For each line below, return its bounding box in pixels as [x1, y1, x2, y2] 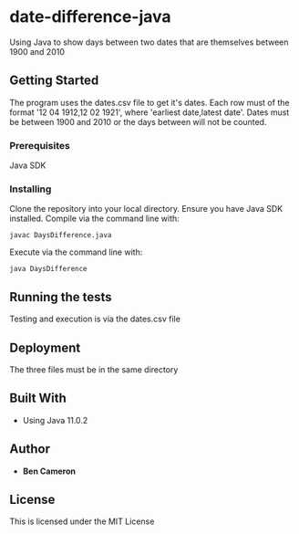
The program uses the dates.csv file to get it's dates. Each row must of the [9, 97, 290, 108]
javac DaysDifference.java [9, 231, 112, 240]
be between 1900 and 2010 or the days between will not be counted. [9, 116, 267, 127]
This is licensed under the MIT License [9, 516, 155, 527]
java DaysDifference [9, 265, 88, 274]
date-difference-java [9, 6, 171, 27]
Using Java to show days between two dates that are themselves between [9, 37, 289, 47]
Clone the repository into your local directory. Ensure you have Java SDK [9, 204, 284, 215]
